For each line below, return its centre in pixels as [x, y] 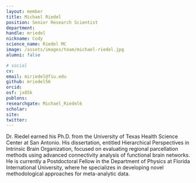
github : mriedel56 [28, 82]
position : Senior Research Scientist [52, 22]
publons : [17, 98]
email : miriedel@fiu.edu [36, 77]
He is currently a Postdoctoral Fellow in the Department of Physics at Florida [98, 161]
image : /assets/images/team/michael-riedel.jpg [65, 50]
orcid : [14, 87]
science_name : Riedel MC [36, 44]
